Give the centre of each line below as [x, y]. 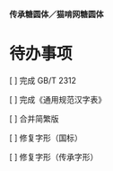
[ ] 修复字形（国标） [46, 138]
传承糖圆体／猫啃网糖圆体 [56, 14]
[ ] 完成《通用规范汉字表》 [58, 99]
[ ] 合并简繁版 [35, 118]
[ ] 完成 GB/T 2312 [43, 80]
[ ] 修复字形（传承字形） [54, 157]
